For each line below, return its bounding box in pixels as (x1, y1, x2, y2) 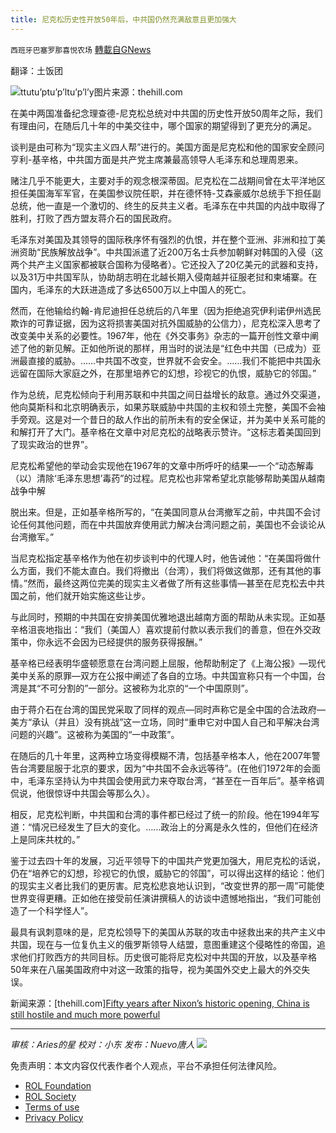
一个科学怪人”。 (27, 904, 94, 916)
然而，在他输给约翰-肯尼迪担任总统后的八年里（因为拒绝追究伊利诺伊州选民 (10, 304, 322, 316)
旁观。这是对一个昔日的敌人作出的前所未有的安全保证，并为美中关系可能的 (18, 413, 326, 425)
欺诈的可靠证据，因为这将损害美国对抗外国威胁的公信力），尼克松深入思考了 (10, 317, 322, 329)
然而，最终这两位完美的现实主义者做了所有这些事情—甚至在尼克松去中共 (27, 577, 326, 589)
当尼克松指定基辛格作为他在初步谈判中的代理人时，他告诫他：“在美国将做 (10, 552, 313, 564)
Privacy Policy (24, 1111, 84, 1123)
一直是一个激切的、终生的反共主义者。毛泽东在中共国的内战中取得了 (44, 199, 326, 211)
